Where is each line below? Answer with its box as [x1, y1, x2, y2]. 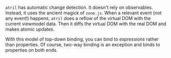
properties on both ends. [5, 47, 58, 53]
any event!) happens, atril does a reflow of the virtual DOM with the [5, 15, 151, 21]
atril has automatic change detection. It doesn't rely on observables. [5, 5, 153, 10]
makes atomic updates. [5, 26, 55, 32]
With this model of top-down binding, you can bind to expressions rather [5, 36, 159, 42]
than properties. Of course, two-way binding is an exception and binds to [5, 42, 160, 48]
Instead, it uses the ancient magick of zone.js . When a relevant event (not [5, 10, 162, 16]
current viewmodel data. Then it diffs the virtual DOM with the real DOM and [5, 21, 166, 27]
